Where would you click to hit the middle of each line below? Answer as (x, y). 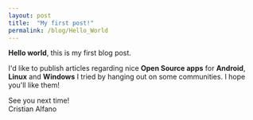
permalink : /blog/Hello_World (58, 30)
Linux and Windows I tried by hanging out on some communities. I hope (127, 77)
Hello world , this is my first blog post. (70, 53)
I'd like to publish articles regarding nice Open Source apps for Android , (127, 68)
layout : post (30, 15)
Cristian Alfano (33, 109)
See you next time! (39, 101)
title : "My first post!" (51, 23)
